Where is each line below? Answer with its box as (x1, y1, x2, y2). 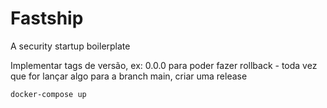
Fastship (10, 7, 84, 30)
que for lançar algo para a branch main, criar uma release (10, 70, 248, 82)
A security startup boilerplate (10, 40, 131, 52)
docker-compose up (10, 89, 87, 99)
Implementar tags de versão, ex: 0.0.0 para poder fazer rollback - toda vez (10, 59, 318, 71)
